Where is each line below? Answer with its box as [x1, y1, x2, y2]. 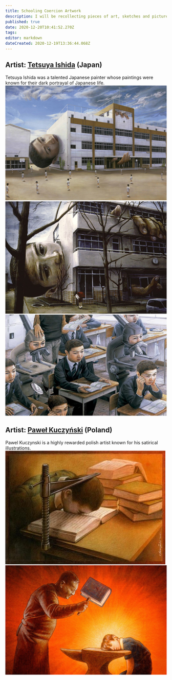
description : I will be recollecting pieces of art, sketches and [5, 13, 150, 19]
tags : [5, 30, 17, 36]
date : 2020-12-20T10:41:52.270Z [5, 25, 74, 30]
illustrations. [5, 445, 31, 451]
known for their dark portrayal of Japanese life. [5, 80, 105, 86]
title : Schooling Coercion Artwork [5, 8, 81, 13]
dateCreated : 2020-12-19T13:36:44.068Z [5, 41, 91, 46]
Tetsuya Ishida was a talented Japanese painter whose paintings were [5, 74, 154, 80]
